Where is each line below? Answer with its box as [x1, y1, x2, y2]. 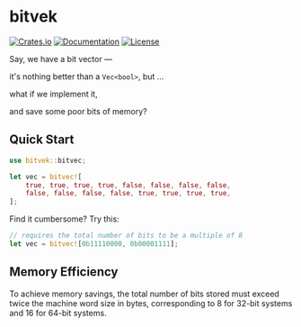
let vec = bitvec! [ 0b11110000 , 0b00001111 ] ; [9, 240, 179, 249]
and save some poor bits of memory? [9, 105, 147, 116]
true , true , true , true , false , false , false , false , [25, 180, 231, 190]
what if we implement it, [9, 88, 98, 99]
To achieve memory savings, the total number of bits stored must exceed [9, 288, 280, 299]
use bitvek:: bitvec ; [9, 156, 87, 165]
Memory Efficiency [9, 264, 119, 280]
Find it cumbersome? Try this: [9, 213, 120, 224]
